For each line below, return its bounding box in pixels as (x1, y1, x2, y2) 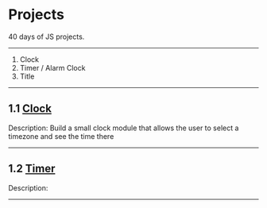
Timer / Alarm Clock (19, 63, 86, 72)
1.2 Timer (8, 162, 56, 175)
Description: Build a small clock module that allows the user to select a (8, 123, 239, 133)
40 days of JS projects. (8, 32, 85, 41)
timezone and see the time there (8, 131, 114, 141)
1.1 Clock (8, 102, 52, 116)
